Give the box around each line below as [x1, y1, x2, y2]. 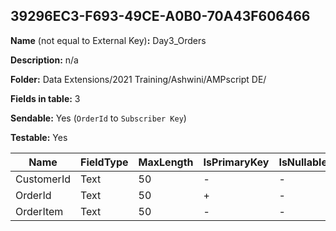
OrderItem [15, 204, 64, 218]
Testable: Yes [10, 131, 68, 143]
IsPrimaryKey [203, 155, 270, 169]
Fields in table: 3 [10, 92, 81, 104]
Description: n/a [10, 54, 79, 66]
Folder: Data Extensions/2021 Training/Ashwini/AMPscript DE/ [10, 73, 267, 85]
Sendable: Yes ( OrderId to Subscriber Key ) [10, 112, 187, 124]
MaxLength [138, 155, 194, 169]
